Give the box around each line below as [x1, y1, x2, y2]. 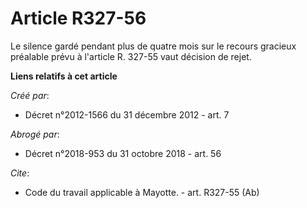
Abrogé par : [10, 128, 60, 140]
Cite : [10, 167, 30, 179]
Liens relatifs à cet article [10, 70, 118, 82]
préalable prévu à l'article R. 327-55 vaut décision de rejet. [10, 50, 252, 62]
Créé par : [10, 89, 50, 101]
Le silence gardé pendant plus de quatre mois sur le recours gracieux [10, 40, 297, 52]
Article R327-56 [10, 7, 147, 30]
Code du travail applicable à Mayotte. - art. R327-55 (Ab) [24, 186, 260, 198]
